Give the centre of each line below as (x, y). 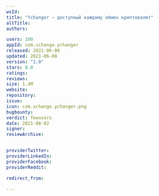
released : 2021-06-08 (33, 51)
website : (17, 90)
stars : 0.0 (20, 67)
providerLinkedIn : (29, 156)
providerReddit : (26, 167)
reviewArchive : (25, 135)
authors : (17, 29)
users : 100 (20, 40)
